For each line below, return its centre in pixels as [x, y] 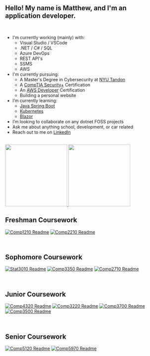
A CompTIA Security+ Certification [55, 85]
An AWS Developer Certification [52, 90]
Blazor [26, 116]
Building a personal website [48, 95]
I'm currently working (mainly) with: [49, 37]
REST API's [31, 58]
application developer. [40, 16]
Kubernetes [31, 111]
